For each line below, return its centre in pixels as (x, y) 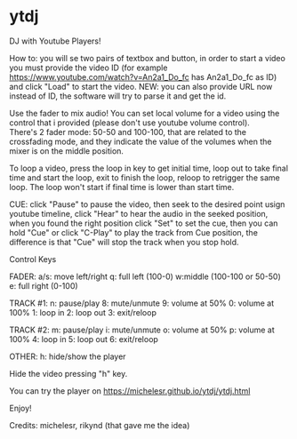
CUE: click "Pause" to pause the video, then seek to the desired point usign (147, 204)
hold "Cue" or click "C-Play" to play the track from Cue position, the (133, 232)
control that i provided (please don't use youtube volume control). (130, 123)
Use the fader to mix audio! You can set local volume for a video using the (144, 113)
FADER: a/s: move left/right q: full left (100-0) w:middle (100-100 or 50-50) (145, 276)
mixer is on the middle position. (67, 151)
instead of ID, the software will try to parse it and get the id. (118, 96)
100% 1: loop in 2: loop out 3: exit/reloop (83, 312)
